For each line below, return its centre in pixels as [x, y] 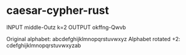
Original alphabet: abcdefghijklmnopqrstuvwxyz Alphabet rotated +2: [93, 39]
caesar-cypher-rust [58, 11]
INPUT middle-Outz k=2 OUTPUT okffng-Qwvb [66, 27]
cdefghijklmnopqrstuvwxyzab [44, 45]
